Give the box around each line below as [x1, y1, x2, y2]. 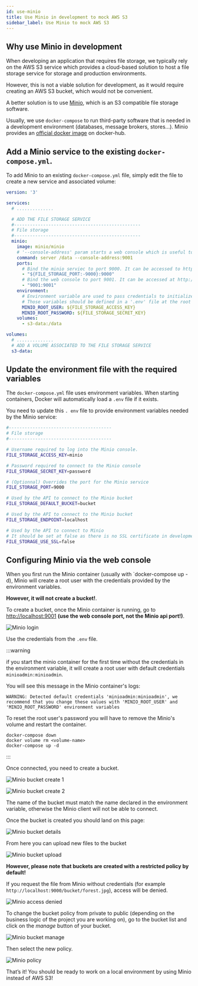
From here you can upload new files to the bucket [6, 840, 127, 847]
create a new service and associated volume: [6, 178, 116, 185]
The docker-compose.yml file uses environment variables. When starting [6, 389, 179, 397]
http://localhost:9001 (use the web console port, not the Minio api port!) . [6, 612, 184, 619]
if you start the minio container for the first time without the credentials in [6, 659, 184, 666]
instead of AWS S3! [6, 975, 53, 982]
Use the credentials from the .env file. [6, 635, 98, 643]
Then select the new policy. [6, 945, 73, 952]
